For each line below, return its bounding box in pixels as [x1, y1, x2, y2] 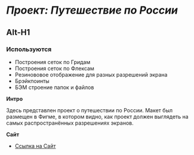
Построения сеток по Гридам [14, 58, 91, 65]
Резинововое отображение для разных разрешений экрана [14, 71, 168, 78]
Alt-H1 [6, 27, 30, 37]
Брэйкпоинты [14, 77, 50, 84]
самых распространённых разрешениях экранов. [6, 119, 134, 126]
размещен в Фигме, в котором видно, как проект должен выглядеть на [6, 113, 189, 120]
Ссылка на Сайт [14, 142, 56, 149]
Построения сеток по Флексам [14, 65, 94, 72]
